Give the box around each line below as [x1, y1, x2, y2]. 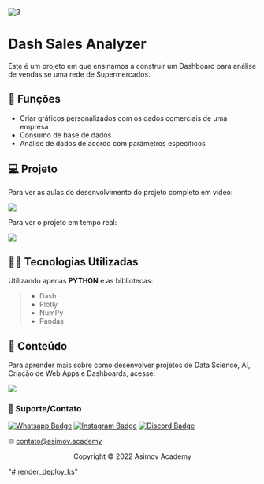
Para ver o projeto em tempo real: [8, 217, 117, 227]
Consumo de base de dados [19, 130, 112, 140]
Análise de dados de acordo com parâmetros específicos [19, 138, 206, 148]
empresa [19, 122, 49, 131]
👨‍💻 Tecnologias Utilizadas [8, 255, 139, 268]
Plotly [39, 300, 58, 310]
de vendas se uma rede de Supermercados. [8, 69, 151, 79]
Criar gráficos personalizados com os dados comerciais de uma [19, 113, 228, 122]
